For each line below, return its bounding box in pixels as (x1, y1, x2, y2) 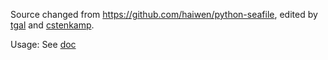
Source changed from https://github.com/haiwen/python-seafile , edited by (10, 9, 318, 20)
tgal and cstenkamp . (10, 19, 95, 31)
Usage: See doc (10, 39, 77, 50)
